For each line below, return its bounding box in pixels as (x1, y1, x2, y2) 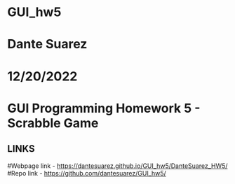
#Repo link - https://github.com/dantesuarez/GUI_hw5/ (7, 169, 166, 177)
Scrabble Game (7, 115, 99, 131)
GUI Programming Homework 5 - (7, 100, 201, 116)
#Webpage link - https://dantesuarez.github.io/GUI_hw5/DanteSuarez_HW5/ (7, 162, 228, 170)
